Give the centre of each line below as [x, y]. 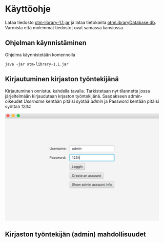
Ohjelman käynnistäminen [46, 43]
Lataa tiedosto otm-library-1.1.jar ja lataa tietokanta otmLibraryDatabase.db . [81, 22]
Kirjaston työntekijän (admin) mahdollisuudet [76, 234]
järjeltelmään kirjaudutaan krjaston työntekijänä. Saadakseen [66, 96]
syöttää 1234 [18, 106]
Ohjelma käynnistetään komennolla [40, 55]
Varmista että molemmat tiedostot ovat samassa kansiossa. [65, 27]
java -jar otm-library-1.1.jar [37, 64]
